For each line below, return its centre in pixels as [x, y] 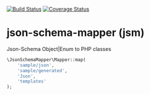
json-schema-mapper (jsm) [76, 33]
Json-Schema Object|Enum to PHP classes [59, 49]
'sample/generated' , [42, 70]
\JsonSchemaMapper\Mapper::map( [46, 60]
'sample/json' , [36, 65]
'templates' [32, 82]
